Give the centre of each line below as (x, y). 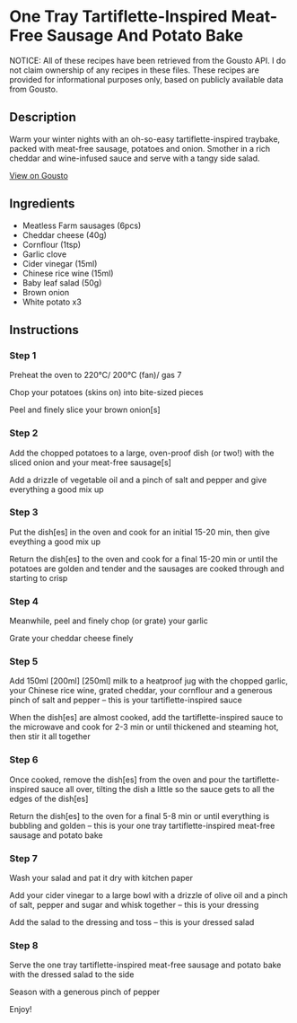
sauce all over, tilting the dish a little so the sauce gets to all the (158, 789)
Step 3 (24, 512)
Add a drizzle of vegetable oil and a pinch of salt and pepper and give (138, 480)
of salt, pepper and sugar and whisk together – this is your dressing (134, 905)
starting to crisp (39, 578)
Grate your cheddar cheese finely (71, 639)
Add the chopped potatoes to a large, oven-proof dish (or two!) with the (142, 453)
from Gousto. (34, 89)
